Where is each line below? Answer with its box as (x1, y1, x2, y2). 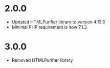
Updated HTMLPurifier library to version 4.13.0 (11, 19, 106, 25)
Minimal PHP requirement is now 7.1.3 (11, 24, 87, 30)
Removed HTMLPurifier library (11, 57, 73, 63)
